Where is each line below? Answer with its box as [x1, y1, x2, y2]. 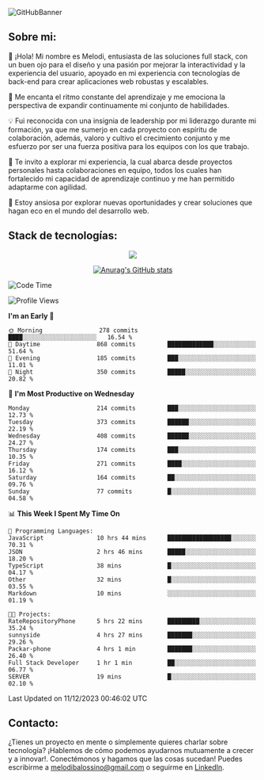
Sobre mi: [8, 30, 57, 44]
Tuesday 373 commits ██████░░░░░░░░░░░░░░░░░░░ [8, 418, 257, 426]
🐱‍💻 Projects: [8, 610, 51, 618]
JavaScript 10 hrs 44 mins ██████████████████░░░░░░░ [8, 533, 257, 542]
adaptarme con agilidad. [8, 182, 88, 192]
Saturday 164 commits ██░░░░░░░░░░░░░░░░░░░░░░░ [8, 473, 257, 481]
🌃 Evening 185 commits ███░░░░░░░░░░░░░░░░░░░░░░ [8, 354, 257, 362]
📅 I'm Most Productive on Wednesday [8, 388, 134, 398]
